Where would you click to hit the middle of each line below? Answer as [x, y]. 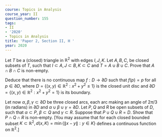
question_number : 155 [27, 18]
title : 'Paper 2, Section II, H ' [40, 41]
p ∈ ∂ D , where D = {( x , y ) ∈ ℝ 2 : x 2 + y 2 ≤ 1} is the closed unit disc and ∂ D [80, 85]
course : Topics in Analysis [33, 9]
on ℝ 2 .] [12, 129]
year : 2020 [16, 46]
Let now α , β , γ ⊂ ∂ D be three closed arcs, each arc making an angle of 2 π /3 [81, 102]
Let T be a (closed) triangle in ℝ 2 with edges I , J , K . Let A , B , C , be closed [77, 60]
